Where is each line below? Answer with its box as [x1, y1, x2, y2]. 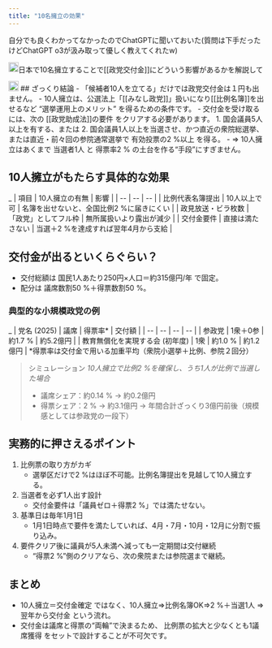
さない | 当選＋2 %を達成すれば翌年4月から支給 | [8, 224, 173, 234]
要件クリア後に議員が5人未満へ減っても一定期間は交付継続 [19, 541, 217, 551]
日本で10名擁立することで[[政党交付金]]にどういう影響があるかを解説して [18, 64, 264, 74]
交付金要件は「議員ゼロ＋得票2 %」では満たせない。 [32, 500, 209, 510]
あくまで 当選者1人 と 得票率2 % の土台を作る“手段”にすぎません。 [22, 144, 245, 154]
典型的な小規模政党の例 [8, 305, 100, 317]
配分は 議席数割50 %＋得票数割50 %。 [19, 283, 151, 293]
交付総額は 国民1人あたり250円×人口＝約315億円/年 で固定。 [19, 273, 223, 283]
